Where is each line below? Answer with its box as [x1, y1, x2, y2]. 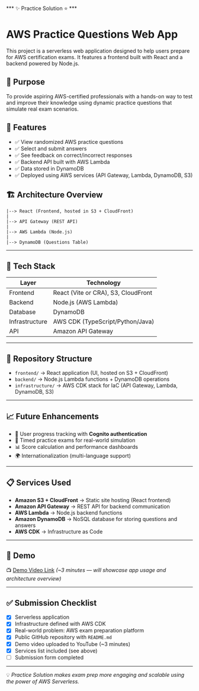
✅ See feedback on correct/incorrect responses [14, 152, 133, 159]
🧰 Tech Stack [6, 261, 56, 271]
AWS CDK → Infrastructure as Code [14, 528, 103, 535]
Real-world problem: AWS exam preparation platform [14, 627, 145, 634]
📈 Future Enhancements [6, 412, 99, 422]
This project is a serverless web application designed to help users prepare [6, 47, 190, 54]
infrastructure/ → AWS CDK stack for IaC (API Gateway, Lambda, [14, 382, 178, 389]
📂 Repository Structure [6, 353, 92, 364]
